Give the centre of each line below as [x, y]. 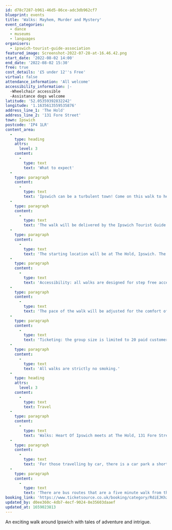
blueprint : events [25, 15]
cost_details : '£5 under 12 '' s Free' [46, 72]
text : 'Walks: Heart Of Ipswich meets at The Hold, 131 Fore [90, 435]
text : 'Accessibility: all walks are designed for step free [90, 282]
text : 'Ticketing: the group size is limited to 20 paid [85, 340]
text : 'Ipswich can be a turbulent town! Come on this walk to [92, 196]
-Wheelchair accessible [35, 91]
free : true [17, 67]
